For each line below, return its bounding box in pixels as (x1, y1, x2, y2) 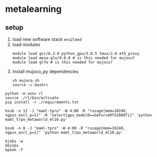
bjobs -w (5, 139, 23, 144)
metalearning (5, 3, 62, 15)
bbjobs (5, 143, 19, 148)
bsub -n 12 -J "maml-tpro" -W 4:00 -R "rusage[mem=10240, (5, 108, 128, 113)
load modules (12, 42, 41, 48)
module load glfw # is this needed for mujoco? (12, 60, 113, 65)
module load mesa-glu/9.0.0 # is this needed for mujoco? (12, 55, 135, 60)
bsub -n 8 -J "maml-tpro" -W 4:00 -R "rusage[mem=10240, (5, 126, 126, 131)
